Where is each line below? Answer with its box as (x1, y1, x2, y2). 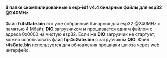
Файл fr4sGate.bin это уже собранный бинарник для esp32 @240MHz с (5, 21, 161, 27)
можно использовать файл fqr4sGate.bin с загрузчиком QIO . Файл (5, 37, 150, 43)
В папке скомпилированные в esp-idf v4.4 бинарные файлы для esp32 (5, 4, 162, 10)
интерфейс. (5, 47, 30, 53)
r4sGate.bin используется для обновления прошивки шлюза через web (5, 42, 160, 48)
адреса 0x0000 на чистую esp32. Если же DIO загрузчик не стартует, (5, 31, 155, 37)
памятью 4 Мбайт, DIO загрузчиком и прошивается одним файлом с (5, 26, 153, 32)
